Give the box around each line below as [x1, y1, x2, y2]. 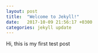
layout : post [6, 8, 38, 14]
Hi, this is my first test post [6, 40, 71, 47]
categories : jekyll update [6, 24, 72, 31]
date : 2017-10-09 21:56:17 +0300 [6, 19, 93, 25]
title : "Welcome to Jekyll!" [6, 14, 80, 20]
